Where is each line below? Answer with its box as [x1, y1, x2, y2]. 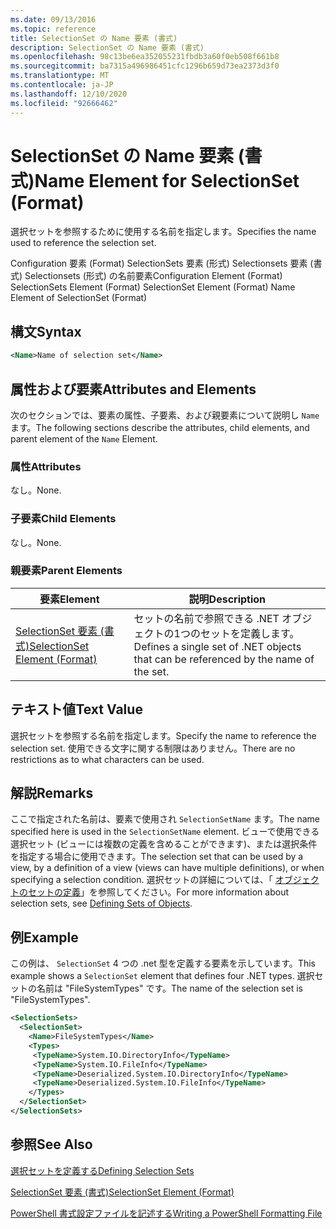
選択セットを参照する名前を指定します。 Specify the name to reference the [10, 729, 317, 741]
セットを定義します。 [199, 626, 300, 640]
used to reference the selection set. [10, 237, 157, 249]
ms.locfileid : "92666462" [10, 98, 118, 108]
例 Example [10, 929, 79, 946]
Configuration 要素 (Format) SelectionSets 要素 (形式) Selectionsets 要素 [10, 257, 308, 270]
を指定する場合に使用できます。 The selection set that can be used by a [10, 851, 304, 863]
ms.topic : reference [10, 24, 97, 34]
